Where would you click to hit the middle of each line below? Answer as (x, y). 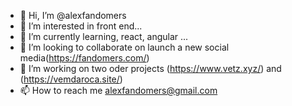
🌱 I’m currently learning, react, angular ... (104, 36)
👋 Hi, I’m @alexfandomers (73, 15)
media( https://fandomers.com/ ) (84, 58)
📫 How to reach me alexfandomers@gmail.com (118, 90)
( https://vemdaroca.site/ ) (71, 79)
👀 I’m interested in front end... (81, 26)
